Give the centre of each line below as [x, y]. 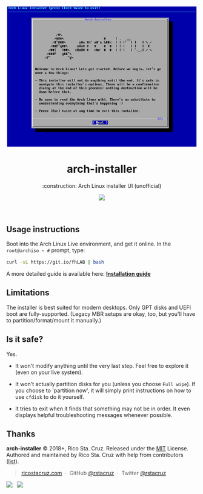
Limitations [28, 293]
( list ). [13, 461]
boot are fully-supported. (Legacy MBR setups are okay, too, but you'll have [101, 314]
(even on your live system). [49, 372]
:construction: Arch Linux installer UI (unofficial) [102, 186]
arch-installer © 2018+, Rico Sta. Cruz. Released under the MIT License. [98, 449]
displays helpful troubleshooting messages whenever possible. [94, 415]
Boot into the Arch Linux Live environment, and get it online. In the [89, 244]
